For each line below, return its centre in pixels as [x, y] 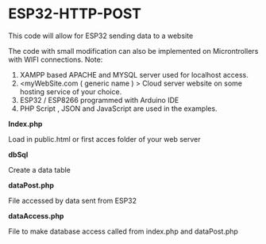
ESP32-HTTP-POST [75, 14]
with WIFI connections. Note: [56, 59]
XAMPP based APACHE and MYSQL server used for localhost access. [134, 74]
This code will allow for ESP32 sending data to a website [101, 36]
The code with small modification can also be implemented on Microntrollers [133, 51]
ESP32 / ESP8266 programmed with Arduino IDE [99, 100]
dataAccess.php [36, 215]
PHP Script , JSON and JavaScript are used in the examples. [118, 109]
